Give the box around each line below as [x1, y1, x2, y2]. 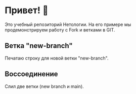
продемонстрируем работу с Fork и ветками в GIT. [5, 26, 115, 33]
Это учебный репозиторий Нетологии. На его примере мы [5, 21, 131, 27]
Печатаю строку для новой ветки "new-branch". [5, 55, 109, 61]
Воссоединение [5, 70, 58, 78]
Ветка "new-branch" [5, 42, 73, 50]
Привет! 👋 [5, 5, 49, 16]
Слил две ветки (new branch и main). [5, 83, 84, 89]
